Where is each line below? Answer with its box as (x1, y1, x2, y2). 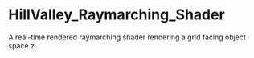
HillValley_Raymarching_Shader (8, 6, 225, 24)
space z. (8, 40, 37, 50)
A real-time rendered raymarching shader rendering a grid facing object (8, 32, 247, 42)
